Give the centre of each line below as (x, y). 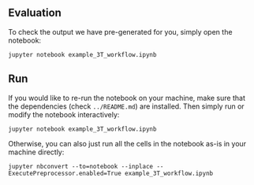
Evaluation (35, 13)
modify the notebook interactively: (64, 114)
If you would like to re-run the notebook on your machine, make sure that (127, 98)
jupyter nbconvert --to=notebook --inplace (81, 166)
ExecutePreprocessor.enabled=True (65, 173)
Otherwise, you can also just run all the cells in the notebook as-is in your (127, 143)
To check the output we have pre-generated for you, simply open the (120, 31)
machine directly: (36, 152)
